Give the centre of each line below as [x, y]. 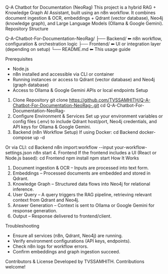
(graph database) [31, 85]
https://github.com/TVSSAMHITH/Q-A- [110, 100]
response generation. [35, 211]
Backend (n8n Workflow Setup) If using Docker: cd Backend [75, 132]
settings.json [18, 153]
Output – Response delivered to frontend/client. [62, 216]
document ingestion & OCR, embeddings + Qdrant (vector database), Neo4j [84, 18]
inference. [23, 189]
